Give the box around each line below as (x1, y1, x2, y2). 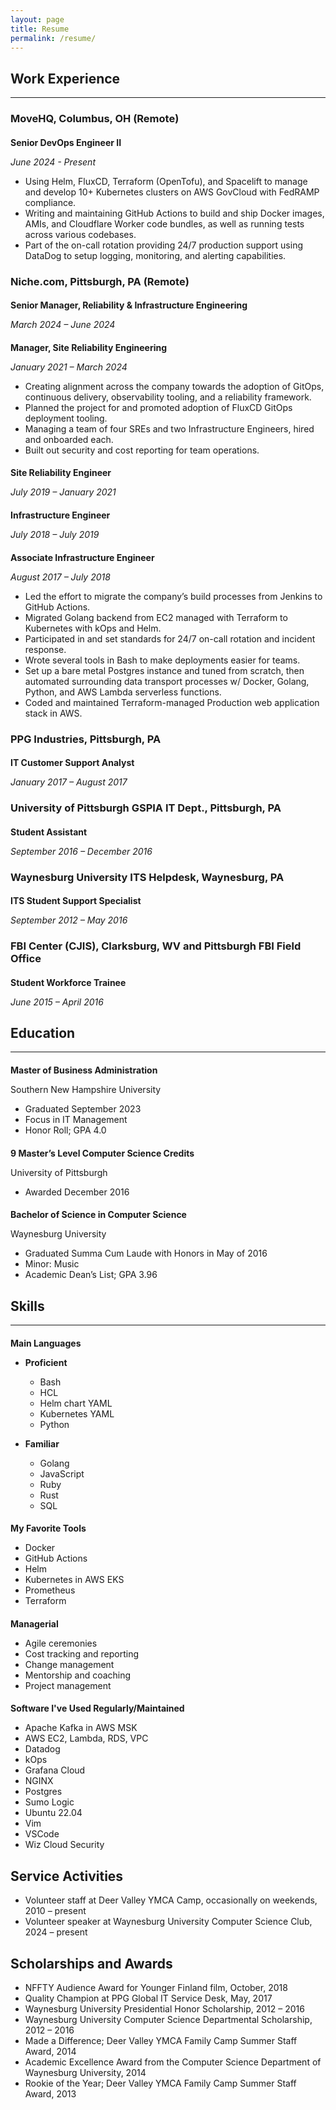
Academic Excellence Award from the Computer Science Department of (24, 2056, 322, 2068)
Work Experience (10, 70, 121, 87)
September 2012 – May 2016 (10, 914, 128, 926)
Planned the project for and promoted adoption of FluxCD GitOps (24, 401, 293, 413)
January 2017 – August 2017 (10, 776, 128, 788)
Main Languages (10, 1337, 82, 1349)
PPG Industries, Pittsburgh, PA (10, 732, 162, 746)
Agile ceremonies (24, 1637, 98, 1649)
